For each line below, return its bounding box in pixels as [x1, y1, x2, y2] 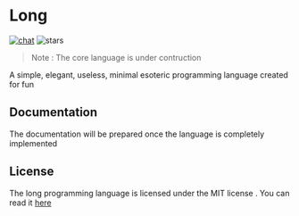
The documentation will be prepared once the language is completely [9, 129, 265, 139]
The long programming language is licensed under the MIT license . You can [9, 187, 290, 198]
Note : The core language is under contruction [30, 52, 202, 62]
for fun [9, 79, 35, 89]
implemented [9, 137, 58, 148]
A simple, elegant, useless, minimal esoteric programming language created [9, 69, 288, 80]
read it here [9, 197, 52, 208]
